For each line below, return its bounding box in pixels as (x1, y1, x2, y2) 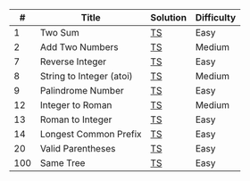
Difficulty (195, 12, 237, 23)
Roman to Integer (39, 113, 112, 126)
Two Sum (39, 27, 79, 38)
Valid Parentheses (39, 143, 116, 154)
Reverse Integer (39, 55, 107, 68)
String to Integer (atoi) (39, 70, 133, 82)
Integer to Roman (39, 99, 112, 111)
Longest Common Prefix (39, 128, 142, 140)
